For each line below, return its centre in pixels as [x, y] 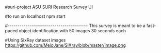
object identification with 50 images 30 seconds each [72, 31]
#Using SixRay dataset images [35, 40]
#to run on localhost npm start [35, 16]
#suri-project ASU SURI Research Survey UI [49, 7]
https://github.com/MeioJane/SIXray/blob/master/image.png [65, 45]
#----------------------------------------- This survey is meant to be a [75, 26]
